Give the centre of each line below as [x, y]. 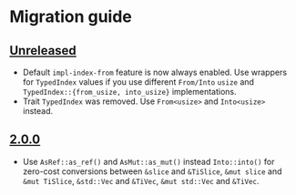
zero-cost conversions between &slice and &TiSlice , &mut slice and [152, 171]
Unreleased [43, 51]
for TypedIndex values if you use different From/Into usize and [138, 82]
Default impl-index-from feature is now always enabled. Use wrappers [155, 72]
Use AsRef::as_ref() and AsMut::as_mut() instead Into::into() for [148, 161]
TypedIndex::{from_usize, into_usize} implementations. [129, 92]
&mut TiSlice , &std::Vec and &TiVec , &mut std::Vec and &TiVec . [141, 180]
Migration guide [71, 17]
